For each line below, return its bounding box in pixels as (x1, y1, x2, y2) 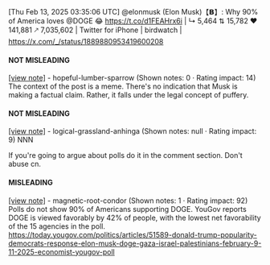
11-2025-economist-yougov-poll (8, 246, 115, 256)
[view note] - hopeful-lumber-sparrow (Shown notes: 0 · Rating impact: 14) (8, 73, 256, 83)
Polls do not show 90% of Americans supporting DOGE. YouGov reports (8, 204, 247, 213)
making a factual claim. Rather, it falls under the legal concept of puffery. (8, 90, 249, 100)
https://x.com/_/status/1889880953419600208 (8, 37, 164, 46)
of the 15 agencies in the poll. (8, 221, 106, 231)
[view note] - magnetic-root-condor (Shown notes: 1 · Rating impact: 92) (8, 196, 248, 205)
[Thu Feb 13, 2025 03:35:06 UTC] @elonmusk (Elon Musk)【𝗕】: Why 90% (8, 7, 259, 16)
